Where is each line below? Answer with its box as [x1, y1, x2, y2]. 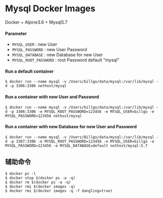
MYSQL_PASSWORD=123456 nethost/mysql [5, 113, 82, 118]
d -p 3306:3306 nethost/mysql [5, 84, 67, 88]
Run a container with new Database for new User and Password [5, 124, 137, 130]
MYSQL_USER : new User [12, 41, 58, 47]
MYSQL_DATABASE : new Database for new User [12, 52, 103, 58]
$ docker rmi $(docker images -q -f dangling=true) [5, 188, 113, 193]
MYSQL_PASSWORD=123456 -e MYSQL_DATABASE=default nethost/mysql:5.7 [5, 143, 148, 148]
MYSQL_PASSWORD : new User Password [12, 47, 87, 53]
